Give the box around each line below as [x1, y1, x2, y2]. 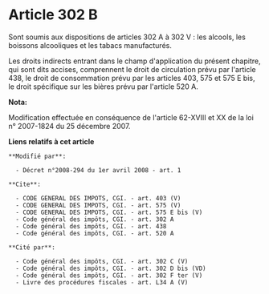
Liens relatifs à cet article [8, 136, 95, 146]
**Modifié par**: [8, 152, 67, 160]
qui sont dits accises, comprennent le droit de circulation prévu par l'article [8, 64, 256, 74]
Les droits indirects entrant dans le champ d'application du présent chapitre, [8, 56, 261, 66]
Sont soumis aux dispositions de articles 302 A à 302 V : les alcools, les [8, 32, 247, 42]
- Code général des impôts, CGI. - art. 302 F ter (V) [15, 271, 203, 280]
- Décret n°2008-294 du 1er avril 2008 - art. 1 [15, 166, 181, 174]
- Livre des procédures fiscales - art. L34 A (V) [15, 278, 189, 286]
